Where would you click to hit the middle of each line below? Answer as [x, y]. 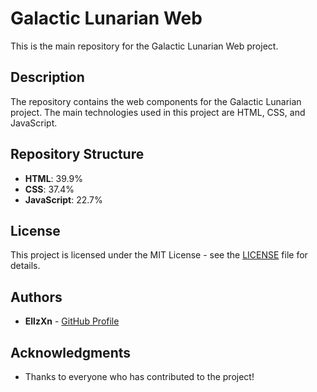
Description [47, 77]
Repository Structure [77, 154]
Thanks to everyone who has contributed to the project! [139, 376]
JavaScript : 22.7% [63, 199]
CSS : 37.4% [49, 189]
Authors [36, 297]
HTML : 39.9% [53, 178]
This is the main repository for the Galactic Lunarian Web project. [144, 46]
